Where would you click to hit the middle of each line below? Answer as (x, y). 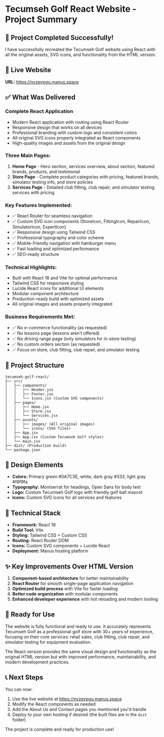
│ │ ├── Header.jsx (29, 390)
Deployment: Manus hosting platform (50, 551)
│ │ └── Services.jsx (31, 415)
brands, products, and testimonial (46, 171)
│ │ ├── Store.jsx (28, 411)
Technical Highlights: (31, 267)
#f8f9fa (20, 482)
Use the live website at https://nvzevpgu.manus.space (67, 699)
